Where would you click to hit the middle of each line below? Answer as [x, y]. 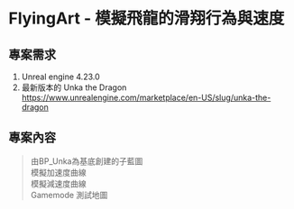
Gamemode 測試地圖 [69, 195]
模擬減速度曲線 [58, 183]
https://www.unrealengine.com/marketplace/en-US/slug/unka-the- [146, 97]
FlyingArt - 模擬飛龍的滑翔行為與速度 [147, 18]
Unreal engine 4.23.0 [60, 77]
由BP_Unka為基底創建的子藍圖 [87, 161]
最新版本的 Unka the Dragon [74, 87]
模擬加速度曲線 [58, 172]
